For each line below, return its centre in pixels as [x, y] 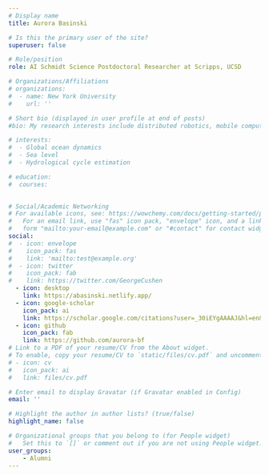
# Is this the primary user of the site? [78, 38]
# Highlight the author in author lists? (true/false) [102, 414]
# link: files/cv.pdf [48, 377]
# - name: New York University [62, 96]
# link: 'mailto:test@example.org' [73, 258]
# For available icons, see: [57, 214]
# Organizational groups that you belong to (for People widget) [119, 436]
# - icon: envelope [43, 244]
